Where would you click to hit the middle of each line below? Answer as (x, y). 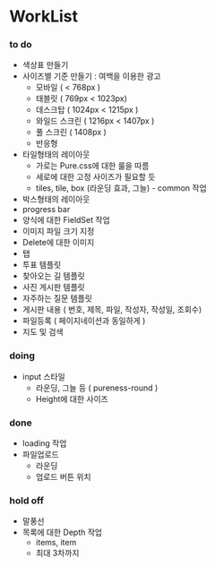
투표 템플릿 (42, 265)
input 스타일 (43, 376)
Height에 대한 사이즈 (72, 399)
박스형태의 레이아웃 (56, 200)
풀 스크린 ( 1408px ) (71, 133)
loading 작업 (44, 443)
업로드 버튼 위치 (63, 477)
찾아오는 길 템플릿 (53, 276)
